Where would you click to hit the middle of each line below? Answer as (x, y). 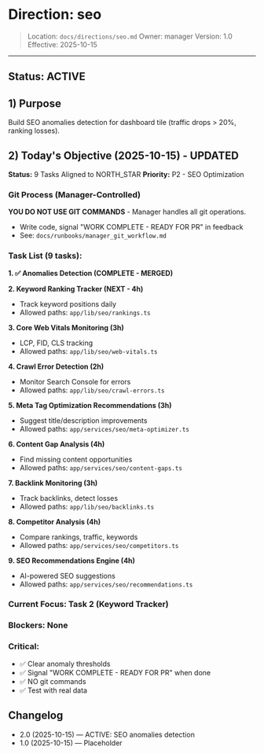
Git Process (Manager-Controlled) (75, 194)
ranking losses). (34, 131)
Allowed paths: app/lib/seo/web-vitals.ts (89, 351)
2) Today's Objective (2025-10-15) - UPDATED (124, 155)
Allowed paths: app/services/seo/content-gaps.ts (101, 467)
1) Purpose (35, 103)
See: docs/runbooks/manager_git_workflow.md (93, 235)
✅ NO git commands (53, 681)
